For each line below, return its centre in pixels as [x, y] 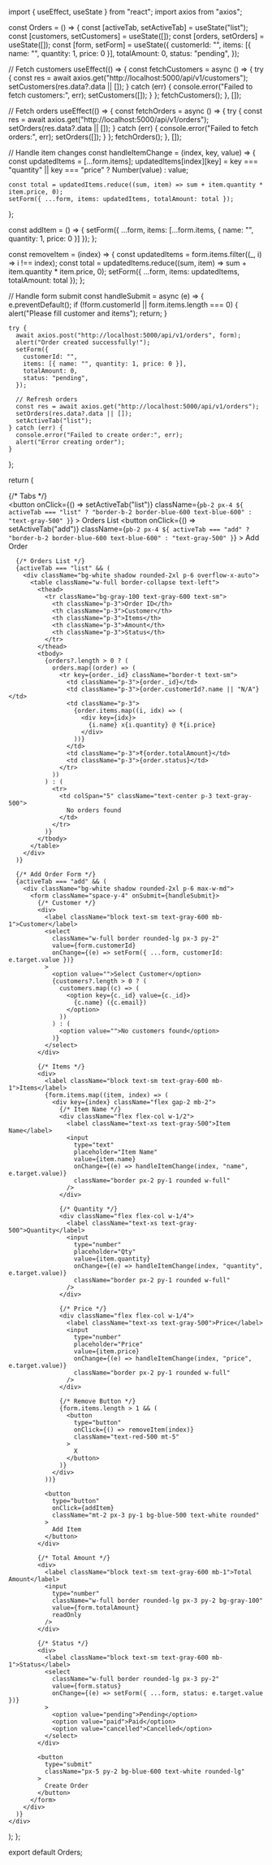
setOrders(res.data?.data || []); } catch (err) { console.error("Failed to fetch [133, 128]
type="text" [94, 1145]
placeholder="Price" [108, 1344]
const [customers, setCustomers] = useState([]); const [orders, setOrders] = [136, 36]
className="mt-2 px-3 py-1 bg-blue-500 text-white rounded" [155, 1515]
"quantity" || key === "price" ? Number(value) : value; [99, 170]
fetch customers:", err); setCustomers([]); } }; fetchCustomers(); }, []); [125, 95]
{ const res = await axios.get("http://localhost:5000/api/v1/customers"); [128, 78]
